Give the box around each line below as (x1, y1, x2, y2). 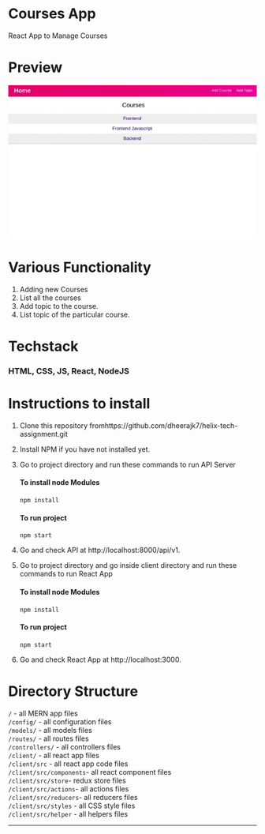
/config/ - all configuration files (8, 716, 112, 727)
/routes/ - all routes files (8, 734, 89, 743)
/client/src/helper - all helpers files (8, 809, 129, 818)
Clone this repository (19, 420, 88, 430)
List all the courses (19, 293, 81, 302)
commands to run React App (19, 569, 113, 579)
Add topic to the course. (19, 301, 99, 310)
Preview (8, 58, 63, 77)
